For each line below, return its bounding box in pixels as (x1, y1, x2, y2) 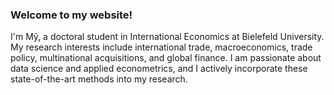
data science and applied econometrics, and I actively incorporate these (10, 63, 308, 75)
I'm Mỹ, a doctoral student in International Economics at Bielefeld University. (10, 31, 325, 43)
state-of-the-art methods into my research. (10, 73, 188, 85)
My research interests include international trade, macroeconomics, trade (10, 41, 313, 53)
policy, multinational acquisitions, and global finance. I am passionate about (10, 52, 322, 64)
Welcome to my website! (10, 8, 133, 22)
